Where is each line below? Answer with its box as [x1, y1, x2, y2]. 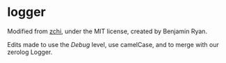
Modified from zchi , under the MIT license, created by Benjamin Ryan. [7, 27, 207, 35]
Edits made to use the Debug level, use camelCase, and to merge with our [7, 40, 219, 48]
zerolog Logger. [7, 48, 53, 56]
